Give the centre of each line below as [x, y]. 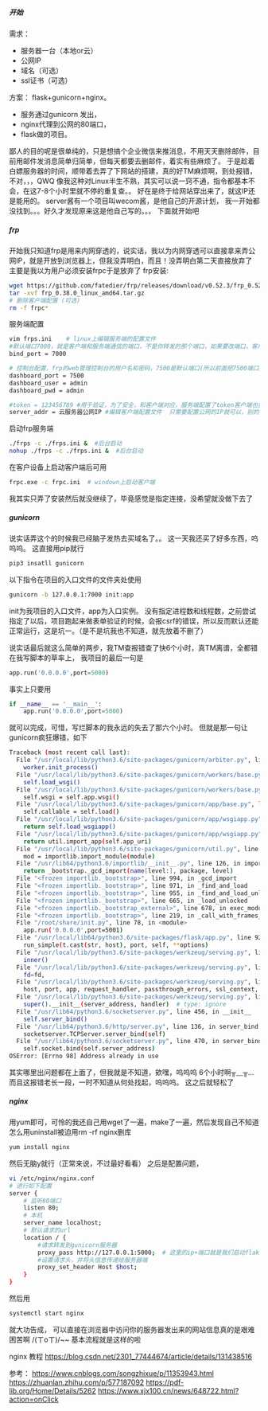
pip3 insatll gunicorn [47, 563]
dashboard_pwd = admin [47, 390]
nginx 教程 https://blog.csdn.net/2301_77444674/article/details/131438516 [131, 1356]
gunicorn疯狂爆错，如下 [48, 737]
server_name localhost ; [63, 1223]
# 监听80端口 [43, 1201]
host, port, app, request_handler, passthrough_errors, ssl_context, [141, 990]
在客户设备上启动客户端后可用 [58, 467]
